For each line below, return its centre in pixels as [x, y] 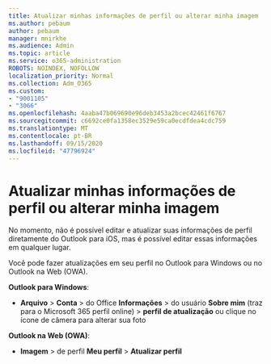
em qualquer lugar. [40, 248]
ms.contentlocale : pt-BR [50, 136]
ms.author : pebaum [39, 23]
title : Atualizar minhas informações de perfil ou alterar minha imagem [133, 16]
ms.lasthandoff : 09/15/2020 [56, 143]
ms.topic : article [39, 53]
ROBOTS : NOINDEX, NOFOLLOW [54, 69]
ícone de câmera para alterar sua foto [83, 320]
